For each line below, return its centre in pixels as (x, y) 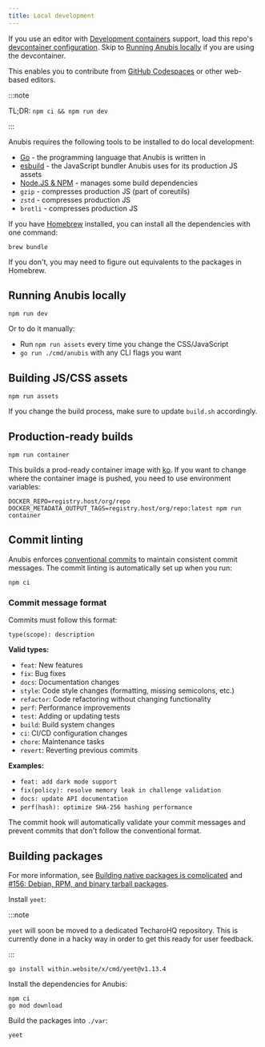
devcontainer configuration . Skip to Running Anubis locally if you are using (131, 47)
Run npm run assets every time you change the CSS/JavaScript (124, 344)
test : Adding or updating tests (70, 716)
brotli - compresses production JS (79, 208)
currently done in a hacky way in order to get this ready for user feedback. (131, 939)
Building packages (56, 856)
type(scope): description (51, 635)
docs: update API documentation (74, 799)
